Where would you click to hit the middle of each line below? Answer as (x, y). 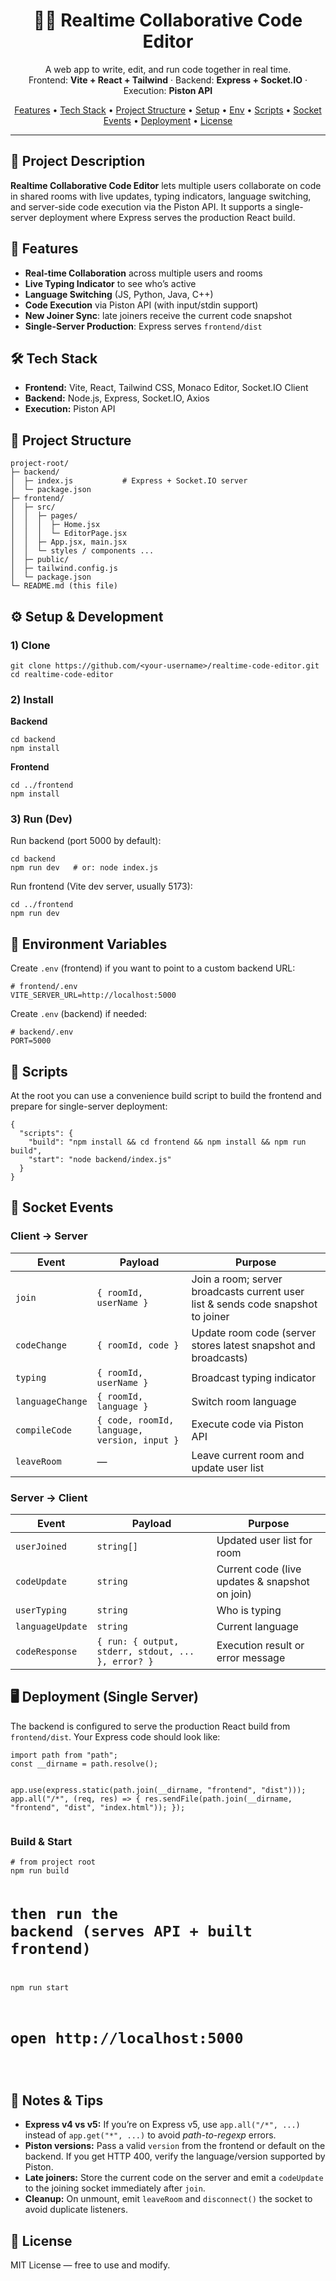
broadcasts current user (248, 1291)
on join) (234, 1594)
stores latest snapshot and (253, 1345)
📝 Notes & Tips (57, 2100)
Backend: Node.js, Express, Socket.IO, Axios (117, 398)
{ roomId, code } (138, 1345)
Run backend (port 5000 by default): (86, 841)
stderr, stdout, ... (145, 1652)
